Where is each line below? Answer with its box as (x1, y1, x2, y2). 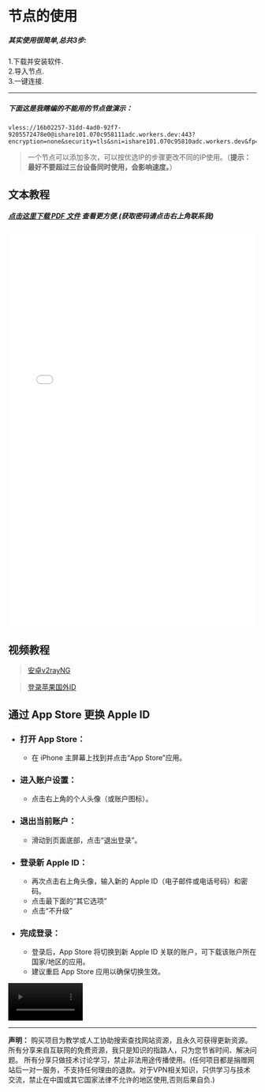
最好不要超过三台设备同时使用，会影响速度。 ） (27, 163, 177, 172)
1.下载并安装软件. (8, 57, 64, 66)
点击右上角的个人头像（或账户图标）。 (31, 794, 153, 804)
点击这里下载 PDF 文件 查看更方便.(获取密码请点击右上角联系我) (8, 211, 215, 221)
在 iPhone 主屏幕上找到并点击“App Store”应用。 (31, 752, 187, 763)
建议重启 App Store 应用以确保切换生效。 (31, 967, 166, 977)
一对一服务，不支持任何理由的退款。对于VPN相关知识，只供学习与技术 (21, 1064, 251, 1075)
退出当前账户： (19, 815, 77, 827)
